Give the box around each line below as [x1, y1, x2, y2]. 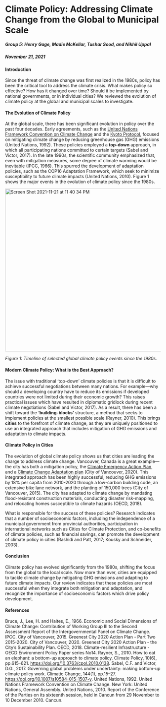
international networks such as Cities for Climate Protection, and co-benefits [5, 526, 161, 532]
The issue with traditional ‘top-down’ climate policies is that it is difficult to [5, 378, 156, 384]
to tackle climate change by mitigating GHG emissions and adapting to [5, 575, 148, 580]
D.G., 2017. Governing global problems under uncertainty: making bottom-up [5, 666, 161, 672]
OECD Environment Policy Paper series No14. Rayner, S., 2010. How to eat [5, 650, 156, 656]
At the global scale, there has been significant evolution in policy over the [5, 121, 155, 127]
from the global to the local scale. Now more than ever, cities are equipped [5, 569, 157, 575]
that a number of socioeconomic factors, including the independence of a [5, 515, 155, 521]
